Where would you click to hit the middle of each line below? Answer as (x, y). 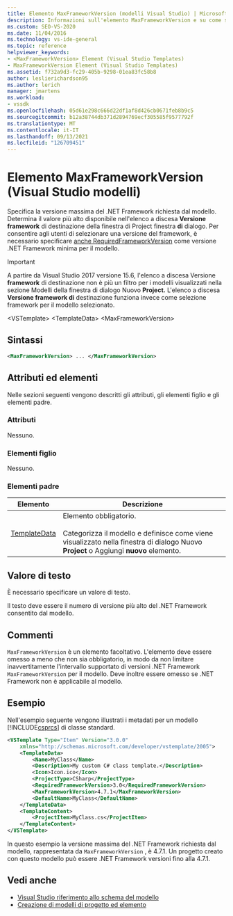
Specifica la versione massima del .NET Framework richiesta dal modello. (112, 211)
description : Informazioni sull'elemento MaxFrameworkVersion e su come (114, 20)
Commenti (30, 635)
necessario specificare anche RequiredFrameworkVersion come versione (112, 241)
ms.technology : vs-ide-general (52, 40)
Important (21, 262)
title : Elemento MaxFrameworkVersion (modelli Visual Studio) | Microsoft (118, 14)
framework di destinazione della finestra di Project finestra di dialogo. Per (113, 226)
